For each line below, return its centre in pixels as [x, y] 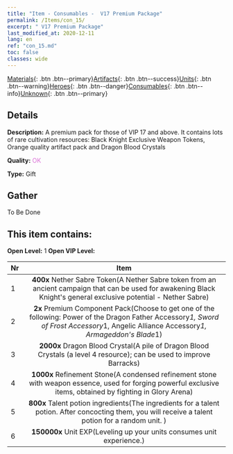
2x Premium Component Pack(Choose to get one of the [124, 309]
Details [23, 115]
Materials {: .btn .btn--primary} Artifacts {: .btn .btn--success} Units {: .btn [109, 79]
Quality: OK [24, 160]
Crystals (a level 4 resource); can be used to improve [124, 355]
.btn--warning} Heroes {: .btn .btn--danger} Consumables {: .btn [96, 86]
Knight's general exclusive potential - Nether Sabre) [124, 298]
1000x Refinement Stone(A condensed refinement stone [124, 375]
